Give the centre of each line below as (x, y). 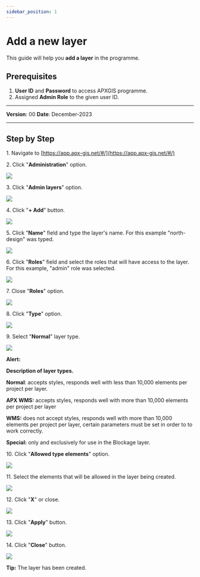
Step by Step (30, 139)
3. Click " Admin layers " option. (44, 187)
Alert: (13, 359)
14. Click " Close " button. (36, 545)
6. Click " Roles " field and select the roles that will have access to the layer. (98, 262)
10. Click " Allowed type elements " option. (58, 454)
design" (16, 239)
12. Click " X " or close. (33, 499)
